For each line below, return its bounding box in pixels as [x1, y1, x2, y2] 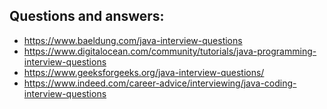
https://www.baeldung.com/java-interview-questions [23, 34, 243, 46]
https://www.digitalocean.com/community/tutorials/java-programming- [23, 45, 317, 57]
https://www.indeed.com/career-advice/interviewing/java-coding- [23, 77, 297, 89]
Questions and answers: [9, 8, 165, 25]
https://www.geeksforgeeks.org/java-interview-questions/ [23, 66, 265, 78]
